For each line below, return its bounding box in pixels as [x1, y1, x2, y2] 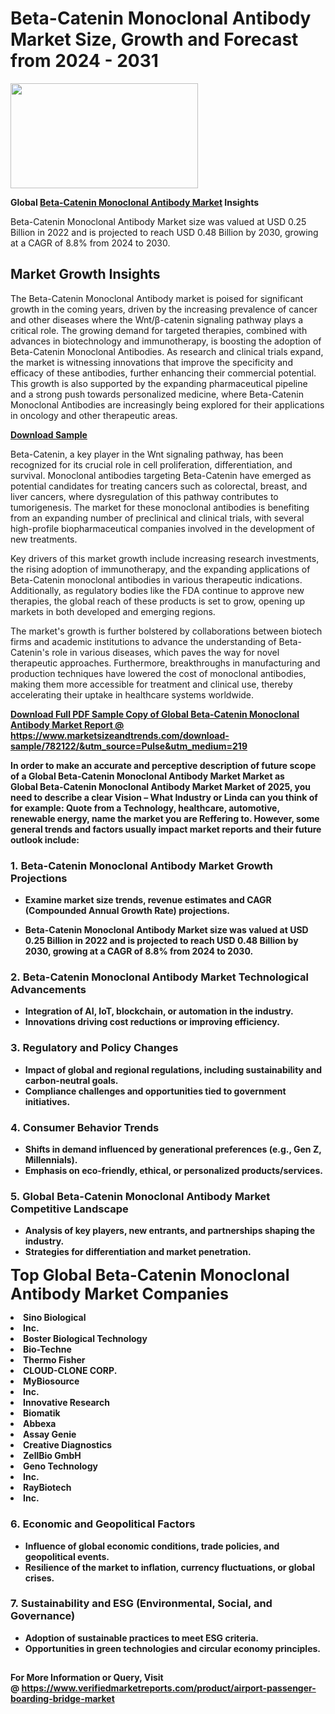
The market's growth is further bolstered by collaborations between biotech [10, 625, 323, 637]
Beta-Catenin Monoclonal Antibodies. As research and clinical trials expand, [10, 345, 324, 357]
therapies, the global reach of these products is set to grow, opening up [10, 595, 306, 607]
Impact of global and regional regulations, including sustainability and [24, 1063, 323, 1076]
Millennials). [24, 1153, 78, 1166]
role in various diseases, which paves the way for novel [51, 646, 280, 658]
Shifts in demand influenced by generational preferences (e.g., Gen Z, [24, 1143, 322, 1155]
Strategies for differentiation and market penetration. [24, 1246, 252, 1258]
